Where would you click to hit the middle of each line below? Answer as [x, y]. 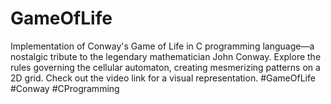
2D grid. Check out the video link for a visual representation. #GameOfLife [163, 78]
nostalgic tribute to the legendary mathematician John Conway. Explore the [166, 56]
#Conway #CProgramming [65, 88]
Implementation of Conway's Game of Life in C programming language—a [162, 46]
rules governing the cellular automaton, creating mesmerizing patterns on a [165, 67]
